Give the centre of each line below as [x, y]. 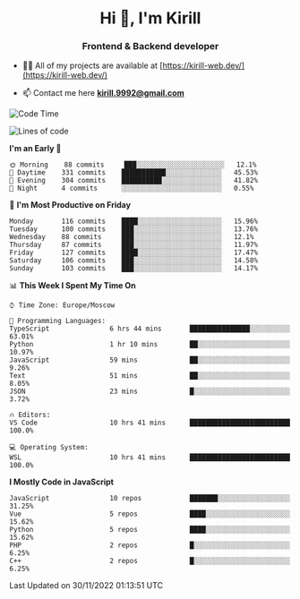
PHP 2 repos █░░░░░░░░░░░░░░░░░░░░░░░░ [150, 545]
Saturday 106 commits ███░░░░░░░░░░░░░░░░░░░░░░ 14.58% [133, 261]
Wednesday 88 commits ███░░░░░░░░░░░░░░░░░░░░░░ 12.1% [132, 237]
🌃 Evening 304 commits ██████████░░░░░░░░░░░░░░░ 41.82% [133, 181]
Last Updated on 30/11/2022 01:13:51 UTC [86, 586]
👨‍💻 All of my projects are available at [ [92, 65]
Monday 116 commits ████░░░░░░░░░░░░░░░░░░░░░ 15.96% [133, 222]
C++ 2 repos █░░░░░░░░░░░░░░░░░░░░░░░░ [150, 561]
